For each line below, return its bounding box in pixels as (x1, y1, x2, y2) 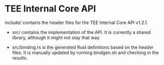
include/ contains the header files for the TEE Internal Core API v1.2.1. (5, 19, 148, 25)
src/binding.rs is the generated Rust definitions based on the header (12, 44, 154, 50)
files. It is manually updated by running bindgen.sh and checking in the (12, 49, 159, 55)
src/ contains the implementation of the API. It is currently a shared (12, 29, 151, 35)
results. (12, 54, 28, 60)
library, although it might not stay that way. (12, 34, 101, 40)
